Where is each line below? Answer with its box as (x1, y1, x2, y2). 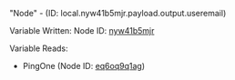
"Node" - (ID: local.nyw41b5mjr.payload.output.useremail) (9, 8, 227, 18)
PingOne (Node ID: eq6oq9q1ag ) (22, 61, 146, 71)
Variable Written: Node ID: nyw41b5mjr (9, 25, 155, 35)
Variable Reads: (9, 43, 68, 54)
